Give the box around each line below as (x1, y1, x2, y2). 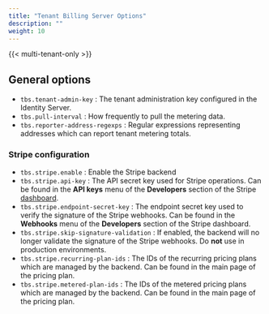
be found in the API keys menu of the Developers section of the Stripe (19, 184, 257, 195)
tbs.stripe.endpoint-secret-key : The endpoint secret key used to (19, 202, 244, 212)
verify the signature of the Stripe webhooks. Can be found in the (19, 210, 236, 220)
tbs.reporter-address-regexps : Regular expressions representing (19, 120, 241, 130)
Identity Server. (19, 103, 72, 113)
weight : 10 (8, 27, 45, 35)
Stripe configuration (8, 149, 90, 161)
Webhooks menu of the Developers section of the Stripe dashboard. (19, 219, 251, 229)
